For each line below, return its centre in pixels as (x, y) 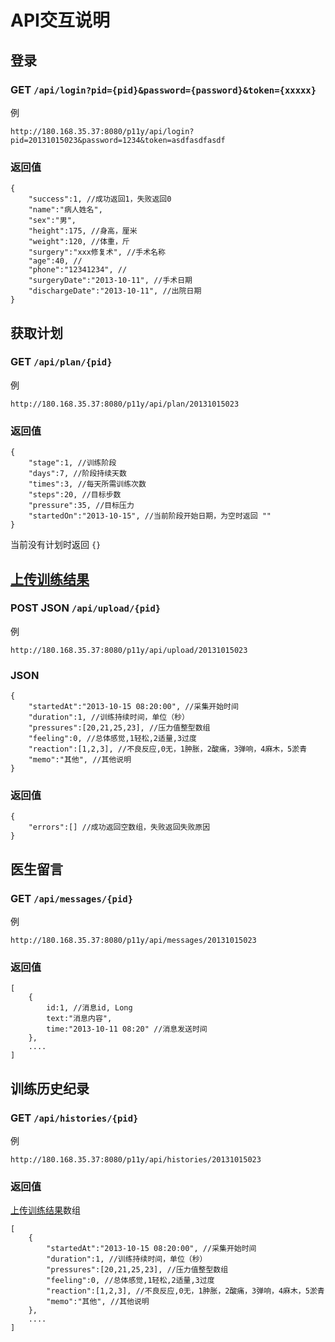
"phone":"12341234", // (78, 270)
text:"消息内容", (79, 1019)
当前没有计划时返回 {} (56, 545)
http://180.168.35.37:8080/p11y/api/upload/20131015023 (129, 650)
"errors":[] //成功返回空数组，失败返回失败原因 (119, 827)
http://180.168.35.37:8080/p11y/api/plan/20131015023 (125, 404)
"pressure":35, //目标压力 (81, 506)
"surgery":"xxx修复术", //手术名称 (97, 252)
